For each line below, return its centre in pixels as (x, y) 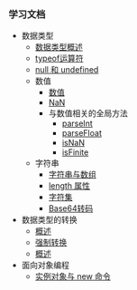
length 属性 (69, 186)
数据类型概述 (59, 47)
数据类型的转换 (49, 220)
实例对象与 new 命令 (73, 276)
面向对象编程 (45, 266)
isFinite (75, 152)
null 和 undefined (67, 70)
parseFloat (82, 133)
